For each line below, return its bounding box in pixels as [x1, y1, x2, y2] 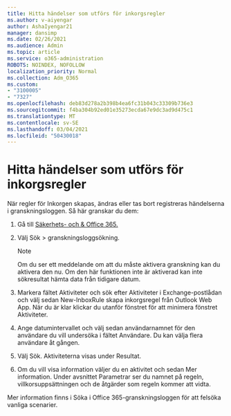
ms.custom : [7, 81, 39, 88]
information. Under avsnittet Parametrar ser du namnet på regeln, [17, 372, 204, 381]
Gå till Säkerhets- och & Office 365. [17, 220, 119, 229]
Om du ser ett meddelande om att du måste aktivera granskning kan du [17, 261, 221, 269]
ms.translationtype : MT [7, 113, 76, 120]
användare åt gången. [17, 339, 80, 347]
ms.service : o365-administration [7, 55, 104, 62]
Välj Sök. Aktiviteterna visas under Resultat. [17, 352, 142, 360]
